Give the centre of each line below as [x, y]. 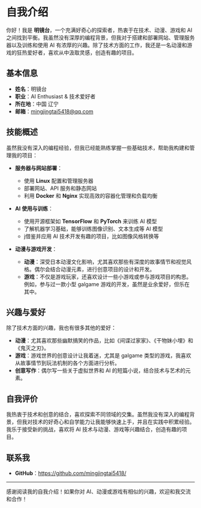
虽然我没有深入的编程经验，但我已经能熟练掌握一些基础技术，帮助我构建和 [98, 148]
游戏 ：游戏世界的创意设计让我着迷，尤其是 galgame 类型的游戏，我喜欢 [103, 356]
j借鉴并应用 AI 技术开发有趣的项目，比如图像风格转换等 [92, 236]
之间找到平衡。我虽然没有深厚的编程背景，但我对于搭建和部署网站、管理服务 [100, 37]
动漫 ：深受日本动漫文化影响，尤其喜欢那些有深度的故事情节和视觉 [105, 261]
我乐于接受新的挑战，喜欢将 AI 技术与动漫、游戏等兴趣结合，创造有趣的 [94, 429]
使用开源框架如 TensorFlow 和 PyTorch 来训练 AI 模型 [90, 221]
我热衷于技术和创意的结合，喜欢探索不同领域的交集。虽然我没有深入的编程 [98, 414]
